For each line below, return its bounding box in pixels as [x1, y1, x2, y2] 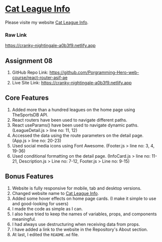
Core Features [5, 94, 49, 102]
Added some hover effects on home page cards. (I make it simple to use [12, 195, 157, 201]
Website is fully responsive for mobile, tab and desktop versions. [12, 185, 142, 191]
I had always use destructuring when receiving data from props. [12, 221, 140, 227]
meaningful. [12, 216, 36, 222]
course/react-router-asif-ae [12, 75, 68, 81]
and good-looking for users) [12, 200, 69, 207]
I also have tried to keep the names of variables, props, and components [12, 211, 157, 217]
